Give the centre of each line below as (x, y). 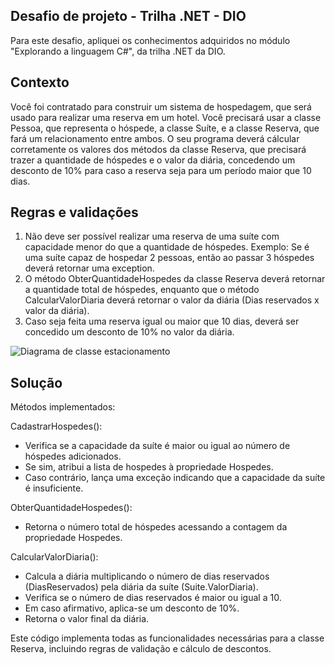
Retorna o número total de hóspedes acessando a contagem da (156, 527)
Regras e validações (74, 212)
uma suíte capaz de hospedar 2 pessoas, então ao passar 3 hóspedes (169, 258)
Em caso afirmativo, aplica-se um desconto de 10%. (132, 608)
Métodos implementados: (63, 407)
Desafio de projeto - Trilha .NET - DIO (128, 16)
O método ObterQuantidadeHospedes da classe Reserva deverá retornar (175, 279)
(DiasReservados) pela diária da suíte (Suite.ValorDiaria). (141, 587)
